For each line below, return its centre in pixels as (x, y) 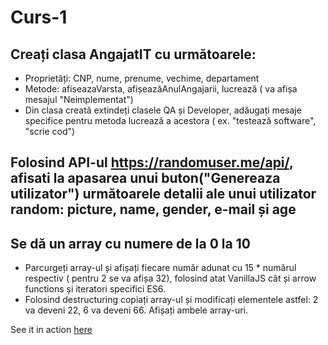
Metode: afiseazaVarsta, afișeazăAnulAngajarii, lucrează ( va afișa (161, 89)
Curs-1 (39, 17)
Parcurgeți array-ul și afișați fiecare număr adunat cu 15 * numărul (160, 268)
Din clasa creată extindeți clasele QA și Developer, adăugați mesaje (163, 110)
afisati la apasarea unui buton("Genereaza (145, 178)
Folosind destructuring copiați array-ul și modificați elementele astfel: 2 (171, 300)
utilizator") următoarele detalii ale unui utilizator (163, 194)
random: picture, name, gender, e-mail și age (153, 209)
